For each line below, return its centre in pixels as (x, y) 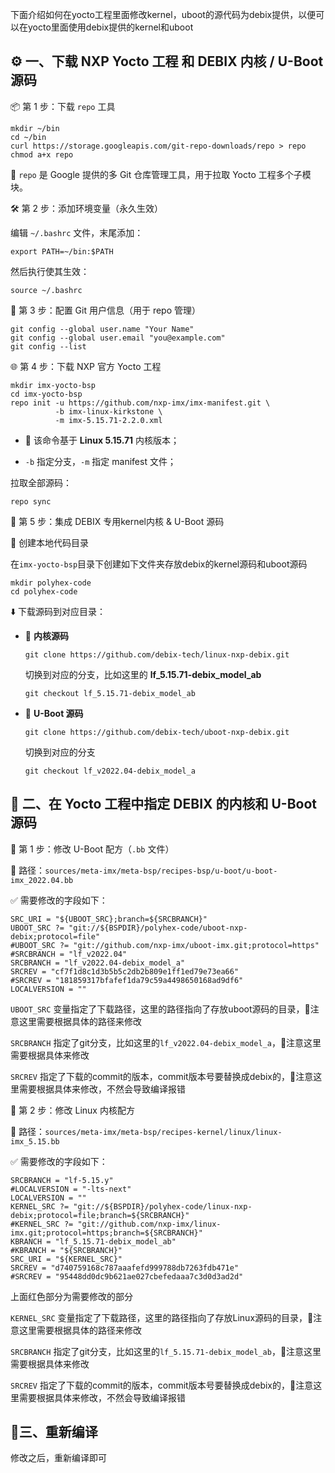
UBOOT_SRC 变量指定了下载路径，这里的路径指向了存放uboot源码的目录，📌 (160, 1009)
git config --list (48, 346)
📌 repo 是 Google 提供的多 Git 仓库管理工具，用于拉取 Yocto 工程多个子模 (161, 174)
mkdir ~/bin (35, 128)
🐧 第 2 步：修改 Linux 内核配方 (72, 1110)
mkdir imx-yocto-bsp (53, 385)
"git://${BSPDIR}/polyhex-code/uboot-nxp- (158, 928)
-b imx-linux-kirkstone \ (108, 411)
